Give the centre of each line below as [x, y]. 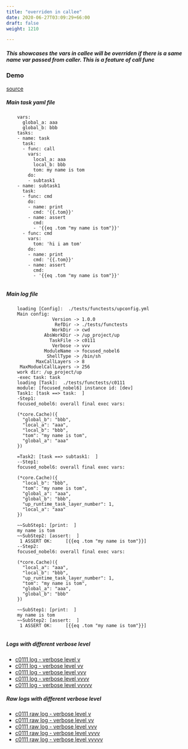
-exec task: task [39, 377]
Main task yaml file [31, 103]
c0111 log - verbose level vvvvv [53, 685]
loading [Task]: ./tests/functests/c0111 [71, 383]
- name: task [33, 138]
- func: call [39, 148]
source [15, 89]
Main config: [33, 314]
